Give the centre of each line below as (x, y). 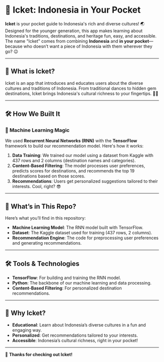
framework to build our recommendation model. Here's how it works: (74, 146)
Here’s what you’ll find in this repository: (45, 218)
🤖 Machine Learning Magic (37, 130)
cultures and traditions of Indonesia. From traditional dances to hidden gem (81, 88)
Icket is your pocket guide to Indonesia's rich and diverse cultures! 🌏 (75, 23)
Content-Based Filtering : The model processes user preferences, (79, 166)
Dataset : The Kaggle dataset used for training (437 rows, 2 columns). (82, 233)
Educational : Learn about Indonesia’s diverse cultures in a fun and (79, 325)
